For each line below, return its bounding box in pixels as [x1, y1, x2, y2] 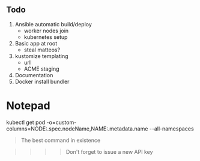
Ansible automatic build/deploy [14, 20, 92, 28]
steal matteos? [23, 46, 61, 53]
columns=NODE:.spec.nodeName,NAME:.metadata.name [6, 125, 148, 132]
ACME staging [23, 65, 59, 72]
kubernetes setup [23, 33, 68, 41]
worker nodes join [23, 27, 69, 34]
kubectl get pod [6, 119, 46, 126]
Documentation [14, 71, 53, 78]
